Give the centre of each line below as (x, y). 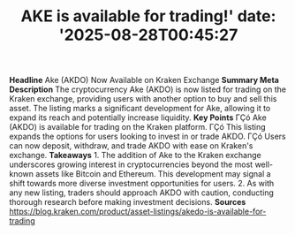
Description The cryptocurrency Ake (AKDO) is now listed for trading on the (148, 89)
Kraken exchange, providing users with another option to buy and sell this (143, 99)
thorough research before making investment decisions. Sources (128, 202)
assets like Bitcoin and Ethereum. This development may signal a (153, 174)
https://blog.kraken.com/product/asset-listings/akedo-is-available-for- (138, 212)
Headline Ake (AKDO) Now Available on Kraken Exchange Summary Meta (144, 80)
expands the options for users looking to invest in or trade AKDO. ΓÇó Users (147, 136)
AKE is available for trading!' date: (148, 16)
